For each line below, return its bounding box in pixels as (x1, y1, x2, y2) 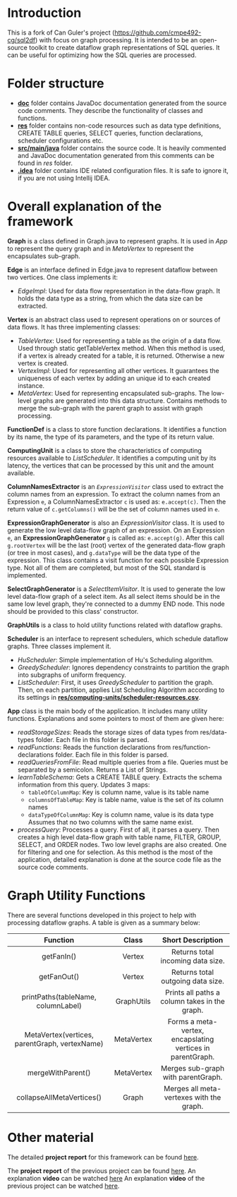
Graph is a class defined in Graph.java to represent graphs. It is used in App (7, 236, 228, 245)
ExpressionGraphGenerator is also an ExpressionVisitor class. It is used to (7, 518, 225, 527)
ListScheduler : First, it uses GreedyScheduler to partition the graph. (17, 678, 214, 686)
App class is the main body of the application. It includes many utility (7, 707, 208, 715)
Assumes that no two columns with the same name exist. (28, 818, 194, 826)
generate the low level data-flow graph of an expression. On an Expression (7, 525, 225, 534)
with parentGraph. (162, 1072, 223, 1082)
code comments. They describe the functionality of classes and (17, 106, 203, 114)
